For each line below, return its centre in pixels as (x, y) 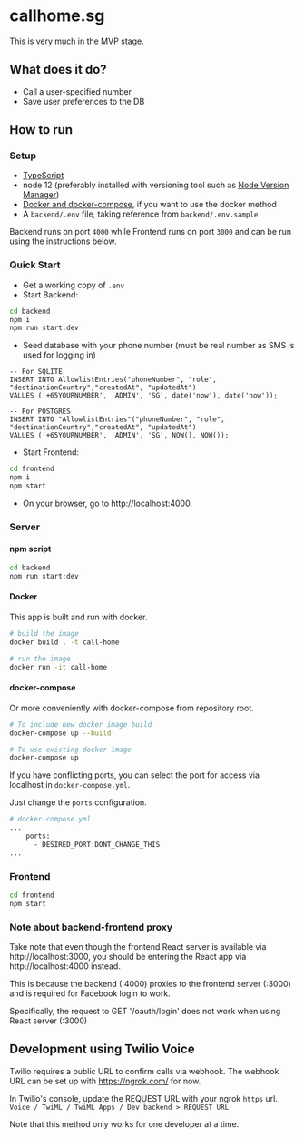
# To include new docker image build (81, 724)
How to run (41, 130)
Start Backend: (50, 294)
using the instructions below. (63, 241)
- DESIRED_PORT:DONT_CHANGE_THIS (97, 844)
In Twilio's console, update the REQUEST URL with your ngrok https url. (144, 1098)
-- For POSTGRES (40, 412)
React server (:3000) (49, 1021)
